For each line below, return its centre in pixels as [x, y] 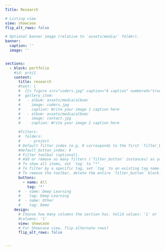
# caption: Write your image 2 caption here [69, 123]
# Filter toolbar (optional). [49, 155]
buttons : [27, 178]
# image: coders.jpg [43, 105]
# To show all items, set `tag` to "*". [60, 164]
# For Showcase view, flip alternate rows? [63, 228]
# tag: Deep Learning [43, 196]
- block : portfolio [29, 68]
